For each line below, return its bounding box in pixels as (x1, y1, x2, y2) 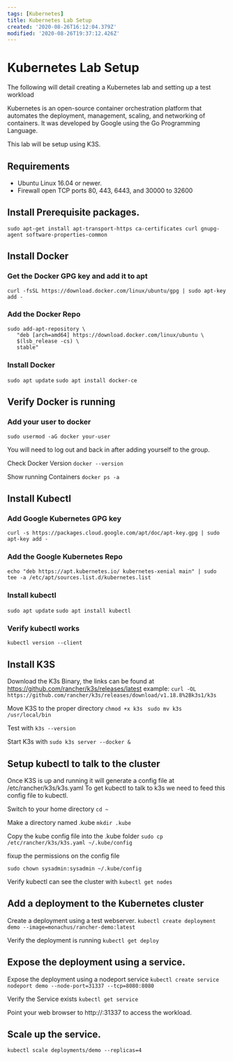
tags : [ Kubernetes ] (7, 10, 64, 18)
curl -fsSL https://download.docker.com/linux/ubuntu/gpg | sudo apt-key (7, 287, 227, 294)
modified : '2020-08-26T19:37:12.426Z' (7, 29, 120, 37)
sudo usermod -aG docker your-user (7, 433, 111, 440)
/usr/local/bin (7, 712, 52, 719)
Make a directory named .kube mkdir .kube (7, 818, 131, 826)
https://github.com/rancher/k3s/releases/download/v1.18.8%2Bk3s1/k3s (7, 692, 217, 699)
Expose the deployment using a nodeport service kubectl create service (7, 975, 220, 983)
